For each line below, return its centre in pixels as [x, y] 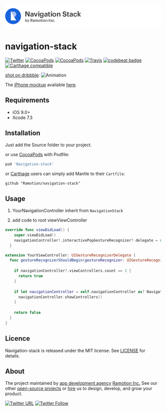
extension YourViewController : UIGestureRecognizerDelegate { [70, 255]
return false [27, 313]
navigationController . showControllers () [60, 297]
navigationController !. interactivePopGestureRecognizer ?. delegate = [86, 240]
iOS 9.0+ [21, 112]
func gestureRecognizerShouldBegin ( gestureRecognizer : [67, 260]
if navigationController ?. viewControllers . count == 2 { [73, 271]
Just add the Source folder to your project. [48, 145]
